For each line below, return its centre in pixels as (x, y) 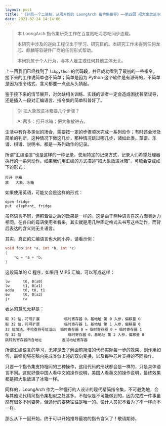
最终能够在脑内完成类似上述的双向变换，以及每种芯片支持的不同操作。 (85, 356)
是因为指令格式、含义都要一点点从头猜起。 (48, 84)
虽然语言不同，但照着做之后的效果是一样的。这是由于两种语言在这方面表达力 (83, 216)
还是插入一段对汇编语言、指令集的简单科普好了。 (55, 100)
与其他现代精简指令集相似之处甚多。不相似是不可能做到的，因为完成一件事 (81, 395)
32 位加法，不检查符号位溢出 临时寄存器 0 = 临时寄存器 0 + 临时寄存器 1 (74, 330)
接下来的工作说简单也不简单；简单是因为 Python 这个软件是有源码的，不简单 (83, 78)
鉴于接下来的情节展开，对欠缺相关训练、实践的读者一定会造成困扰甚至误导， (83, 94)
